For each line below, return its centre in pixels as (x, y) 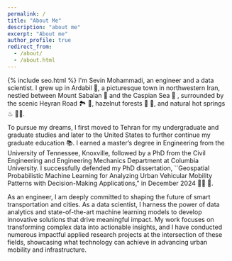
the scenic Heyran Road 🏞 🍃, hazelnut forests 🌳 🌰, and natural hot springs (116, 103)
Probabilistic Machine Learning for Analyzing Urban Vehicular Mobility (110, 175)
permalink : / (27, 14)
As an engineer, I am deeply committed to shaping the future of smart (109, 196)
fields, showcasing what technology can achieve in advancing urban (107, 242)
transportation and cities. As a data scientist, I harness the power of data (114, 204)
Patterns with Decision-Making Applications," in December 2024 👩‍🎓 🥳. (111, 183)
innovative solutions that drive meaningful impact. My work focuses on (111, 219)
